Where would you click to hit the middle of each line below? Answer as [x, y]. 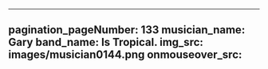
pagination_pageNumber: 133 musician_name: [127, 30]
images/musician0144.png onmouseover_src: [125, 55]
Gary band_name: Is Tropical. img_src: [106, 42]
